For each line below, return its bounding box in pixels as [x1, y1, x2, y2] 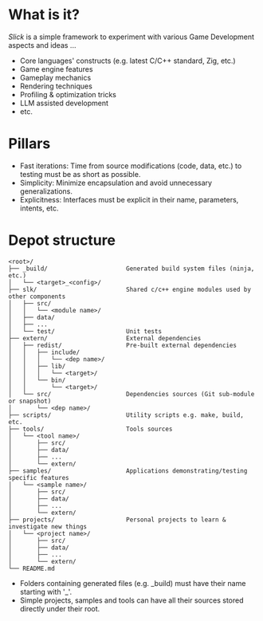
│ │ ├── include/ [8, 348, 80, 356]
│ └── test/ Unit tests [8, 327, 162, 336]
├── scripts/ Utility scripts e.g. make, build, [8, 411, 245, 419]
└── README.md [8, 564, 56, 572]
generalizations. [19, 186, 73, 196]
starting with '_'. [19, 587, 73, 596]
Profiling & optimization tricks [19, 89, 117, 99]
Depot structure [8, 231, 116, 250]
